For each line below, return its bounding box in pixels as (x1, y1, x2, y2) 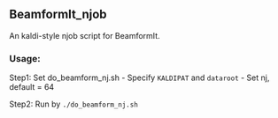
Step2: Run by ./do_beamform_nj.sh (9, 99, 139, 109)
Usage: (9, 52, 42, 64)
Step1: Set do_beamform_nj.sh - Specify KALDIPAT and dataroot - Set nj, (9, 72, 270, 83)
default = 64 (9, 82, 55, 92)
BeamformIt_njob (9, 7, 108, 22)
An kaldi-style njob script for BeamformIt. (9, 30, 161, 41)
